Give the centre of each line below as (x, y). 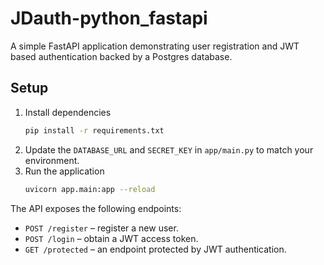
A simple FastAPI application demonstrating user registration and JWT (155, 46)
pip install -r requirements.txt (94, 130)
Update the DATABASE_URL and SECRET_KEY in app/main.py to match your (169, 149)
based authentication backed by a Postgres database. (121, 56)
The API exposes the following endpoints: (96, 208)
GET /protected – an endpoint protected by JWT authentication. (155, 249)
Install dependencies (68, 112)
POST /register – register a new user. (101, 228)
